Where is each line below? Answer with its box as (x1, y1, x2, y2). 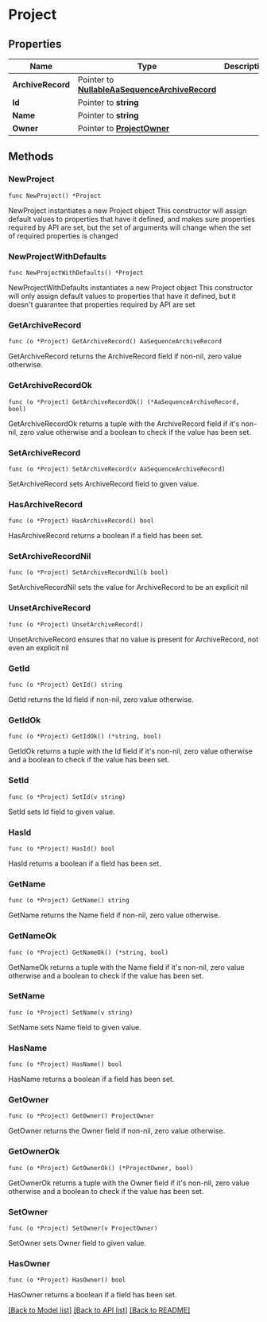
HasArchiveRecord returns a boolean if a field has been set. (8, 531, 204, 541)
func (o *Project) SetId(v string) (8, 793, 126, 801)
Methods (8, 149, 54, 164)
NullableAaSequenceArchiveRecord (77, 84, 217, 95)
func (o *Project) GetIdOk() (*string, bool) (8, 733, 161, 741)
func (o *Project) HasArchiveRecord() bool (8, 517, 155, 525)
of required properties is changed (8, 231, 118, 240)
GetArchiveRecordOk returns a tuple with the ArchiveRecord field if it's (8, 419, 240, 428)
